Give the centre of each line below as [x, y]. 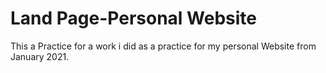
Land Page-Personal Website [133, 18]
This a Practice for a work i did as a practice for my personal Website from [163, 46]
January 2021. [40, 56]
